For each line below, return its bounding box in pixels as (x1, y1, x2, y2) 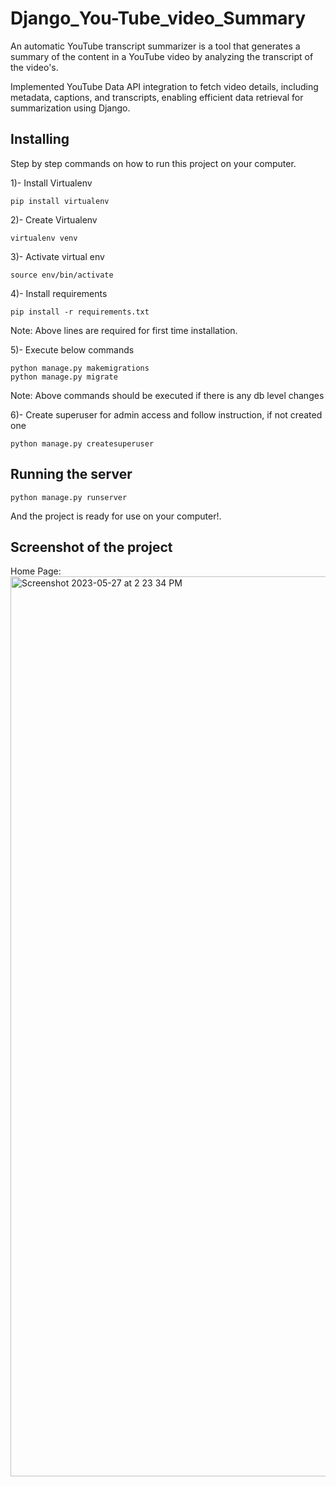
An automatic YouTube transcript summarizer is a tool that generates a (10, 40, 301, 52)
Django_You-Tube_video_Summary (10, 7, 307, 30)
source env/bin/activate (10, 270, 114, 280)
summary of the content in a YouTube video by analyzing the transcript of (10, 50, 314, 62)
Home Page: (10, 565, 62, 577)
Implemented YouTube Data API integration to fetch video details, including (10, 80, 319, 92)
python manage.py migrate (10, 372, 118, 382)
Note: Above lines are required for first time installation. (10, 324, 238, 336)
